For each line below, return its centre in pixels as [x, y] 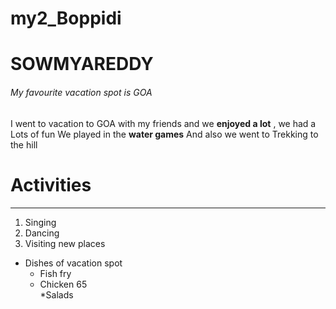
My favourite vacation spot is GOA [81, 92]
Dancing [42, 233]
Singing [40, 222]
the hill [24, 144]
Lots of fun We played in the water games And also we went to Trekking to [164, 134]
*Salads [56, 294]
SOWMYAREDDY [82, 64]
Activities [51, 184]
